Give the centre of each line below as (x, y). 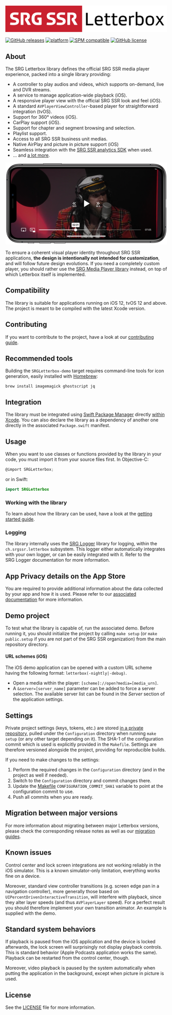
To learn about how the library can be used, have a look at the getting (79, 514)
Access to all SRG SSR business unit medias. (60, 139)
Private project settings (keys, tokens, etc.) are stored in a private (74, 728)
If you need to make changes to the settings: (53, 760)
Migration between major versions (62, 813)
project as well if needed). (40, 775)
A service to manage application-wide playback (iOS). (70, 95)
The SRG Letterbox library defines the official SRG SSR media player (78, 69)
